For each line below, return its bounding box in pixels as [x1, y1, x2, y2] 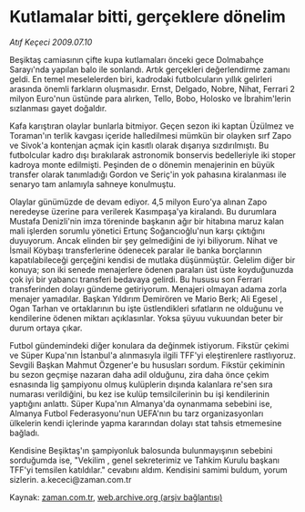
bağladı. [9, 427, 40, 438]
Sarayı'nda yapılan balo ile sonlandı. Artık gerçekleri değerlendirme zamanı [9, 64, 290, 75]
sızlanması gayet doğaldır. [9, 102, 107, 113]
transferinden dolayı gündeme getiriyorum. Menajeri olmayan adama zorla [9, 283, 287, 294]
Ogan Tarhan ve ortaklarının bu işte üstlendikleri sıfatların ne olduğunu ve [9, 303, 284, 314]
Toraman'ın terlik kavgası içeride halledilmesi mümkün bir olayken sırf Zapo [9, 130, 292, 141]
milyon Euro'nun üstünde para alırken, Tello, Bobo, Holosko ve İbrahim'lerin [9, 93, 291, 104]
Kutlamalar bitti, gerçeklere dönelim [9, 6, 287, 27]
